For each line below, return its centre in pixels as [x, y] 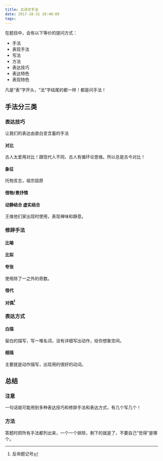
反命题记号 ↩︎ [25, 454]
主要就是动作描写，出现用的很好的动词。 [45, 364]
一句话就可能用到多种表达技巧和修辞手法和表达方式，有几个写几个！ [73, 408]
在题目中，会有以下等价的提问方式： [41, 33]
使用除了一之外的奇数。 [28, 278]
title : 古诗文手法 [22, 9]
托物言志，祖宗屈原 [24, 181]
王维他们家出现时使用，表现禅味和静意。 [45, 216]
